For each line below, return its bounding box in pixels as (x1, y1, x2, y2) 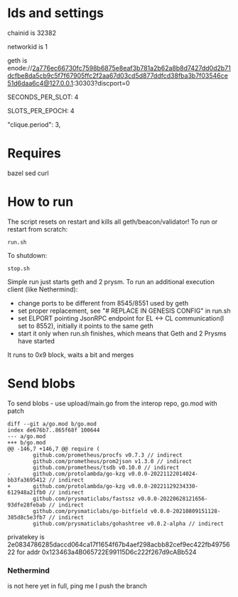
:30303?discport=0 (73, 78, 130, 87)
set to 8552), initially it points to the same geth (17, 321, 154, 330)
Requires (7, 145, 62, 162)
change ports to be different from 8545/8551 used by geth (17, 298, 189, 307)
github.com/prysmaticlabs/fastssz (33, 495, 135, 502)
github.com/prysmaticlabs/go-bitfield (33, 507, 148, 514)
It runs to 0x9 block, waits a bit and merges (7, 351, 134, 359)
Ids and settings (7, 5, 104, 21)
